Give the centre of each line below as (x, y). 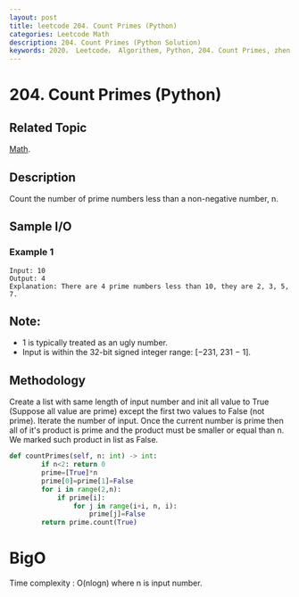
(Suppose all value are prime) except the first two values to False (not (137, 411)
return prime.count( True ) (90, 523)
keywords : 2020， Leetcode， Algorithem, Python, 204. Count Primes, (140, 51)
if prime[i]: (81, 497)
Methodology (48, 380)
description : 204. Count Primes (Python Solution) (105, 42)
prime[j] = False (117, 514)
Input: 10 (28, 270)
